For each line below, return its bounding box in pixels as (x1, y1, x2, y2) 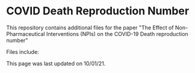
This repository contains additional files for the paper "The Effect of (6, 24, 174, 31)
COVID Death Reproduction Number (6, 4, 190, 18)
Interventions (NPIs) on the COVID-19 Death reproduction (46, 30, 188, 37)
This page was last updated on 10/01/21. (6, 60, 106, 67)
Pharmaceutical (6, 30, 45, 37)
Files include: (6, 48, 39, 55)
